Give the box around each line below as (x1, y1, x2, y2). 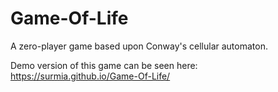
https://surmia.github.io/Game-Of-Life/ (10, 70, 171, 82)
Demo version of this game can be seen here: (10, 59, 198, 71)
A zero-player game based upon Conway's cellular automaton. (10, 40, 268, 52)
